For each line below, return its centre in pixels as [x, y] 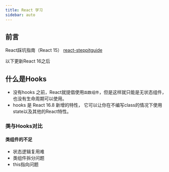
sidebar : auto [20, 15]
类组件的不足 [19, 139]
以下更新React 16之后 [28, 61]
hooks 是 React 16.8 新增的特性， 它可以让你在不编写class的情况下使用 [87, 105]
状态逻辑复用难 [28, 151]
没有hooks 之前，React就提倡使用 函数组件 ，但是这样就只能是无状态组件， [89, 92]
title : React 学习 [24, 10]
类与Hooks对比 [24, 126]
